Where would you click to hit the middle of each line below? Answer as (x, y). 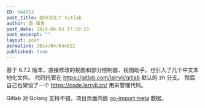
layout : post (23, 40)
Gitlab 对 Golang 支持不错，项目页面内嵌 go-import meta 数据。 (87, 98)
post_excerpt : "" (29, 35)
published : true (27, 52)
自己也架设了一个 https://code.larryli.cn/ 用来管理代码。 (76, 85)
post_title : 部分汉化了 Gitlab (44, 18)
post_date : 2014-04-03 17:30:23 (48, 29)
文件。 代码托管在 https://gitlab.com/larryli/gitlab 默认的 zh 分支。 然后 (106, 77)
